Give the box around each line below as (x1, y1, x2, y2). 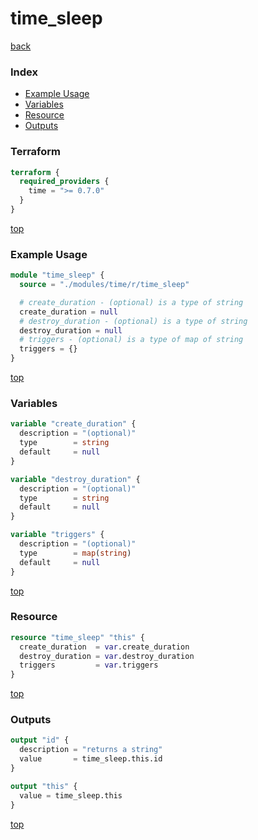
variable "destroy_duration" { (10, 474, 141, 484)
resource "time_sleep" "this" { (10, 632, 145, 642)
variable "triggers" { (10, 530, 105, 540)
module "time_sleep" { (10, 270, 105, 281)
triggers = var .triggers (19, 660, 159, 671)
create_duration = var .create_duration (19, 642, 190, 652)
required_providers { (19, 177, 110, 187)
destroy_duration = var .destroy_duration (19, 651, 195, 661)
